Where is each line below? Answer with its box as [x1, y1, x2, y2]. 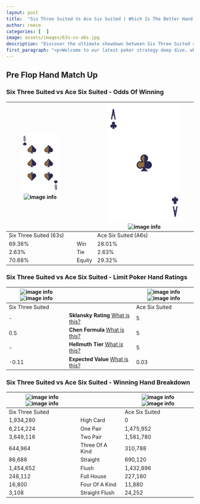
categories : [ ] [6, 29, 49, 35]
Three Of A [80, 442, 108, 449]
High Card [80, 417, 105, 424]
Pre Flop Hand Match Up [6, 70, 98, 80]
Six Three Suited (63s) [8, 232, 64, 239]
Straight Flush [80, 489, 115, 496]
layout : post [6, 10, 39, 15]
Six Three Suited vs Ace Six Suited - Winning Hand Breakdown [6, 378, 190, 387]
